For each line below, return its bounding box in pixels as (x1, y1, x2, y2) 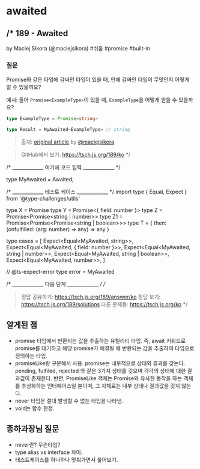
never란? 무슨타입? (14, 441, 61, 448)
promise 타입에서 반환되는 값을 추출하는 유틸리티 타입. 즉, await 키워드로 (14, 337, 186, 344)
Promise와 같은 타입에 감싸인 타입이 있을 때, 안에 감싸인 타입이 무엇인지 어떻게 (6, 76, 190, 83)
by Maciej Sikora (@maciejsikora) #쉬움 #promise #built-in (6, 45, 150, 52)
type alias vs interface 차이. (14, 449, 83, 456)
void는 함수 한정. (14, 404, 55, 412)
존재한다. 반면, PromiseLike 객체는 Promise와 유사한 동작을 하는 (31, 374, 182, 382)
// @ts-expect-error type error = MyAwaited (6, 268, 115, 276)
